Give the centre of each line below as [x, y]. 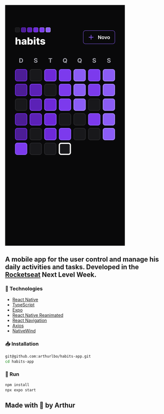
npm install [17, 385]
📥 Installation [22, 344]
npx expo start [21, 390]
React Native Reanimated [38, 315]
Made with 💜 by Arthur [40, 405]
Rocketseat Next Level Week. [51, 275]
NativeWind [24, 331]
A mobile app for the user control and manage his [82, 259]
